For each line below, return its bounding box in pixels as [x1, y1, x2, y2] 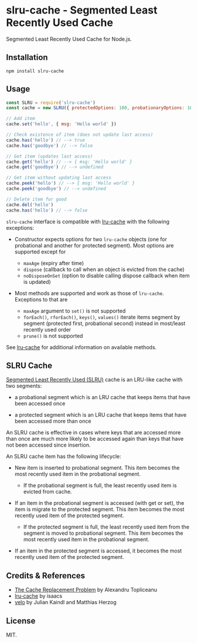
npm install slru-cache [6, 68, 64, 74]
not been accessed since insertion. [6, 441, 91, 448]
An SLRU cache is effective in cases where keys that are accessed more [6, 429, 181, 436]
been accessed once [14, 400, 66, 407]
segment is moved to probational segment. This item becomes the [23, 530, 184, 537]
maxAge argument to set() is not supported [23, 307, 126, 314]
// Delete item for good [6, 196, 67, 202]
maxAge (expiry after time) [23, 259, 84, 266]
